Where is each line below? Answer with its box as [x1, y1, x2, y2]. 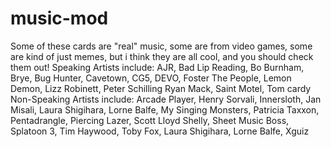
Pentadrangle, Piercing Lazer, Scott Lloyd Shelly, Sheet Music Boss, [10, 114, 290, 126]
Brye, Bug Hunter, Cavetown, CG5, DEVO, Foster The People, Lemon [10, 72, 292, 84]
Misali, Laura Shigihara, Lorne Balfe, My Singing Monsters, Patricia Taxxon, [10, 103, 320, 116]
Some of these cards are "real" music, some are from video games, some [10, 40, 313, 52]
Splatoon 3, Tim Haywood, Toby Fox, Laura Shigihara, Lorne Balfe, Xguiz [10, 125, 310, 137]
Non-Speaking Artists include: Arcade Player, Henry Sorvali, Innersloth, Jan [10, 93, 322, 105]
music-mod [10, 7, 109, 30]
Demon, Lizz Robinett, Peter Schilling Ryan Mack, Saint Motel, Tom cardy [10, 82, 312, 94]
